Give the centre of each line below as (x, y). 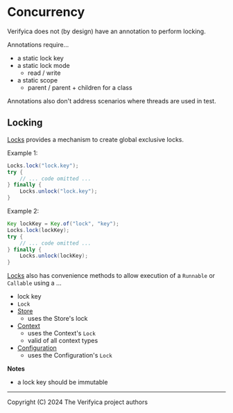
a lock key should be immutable (62, 383)
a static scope (37, 80)
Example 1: (23, 152)
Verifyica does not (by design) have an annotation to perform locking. (106, 31)
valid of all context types (63, 341)
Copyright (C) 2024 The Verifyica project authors (77, 402)
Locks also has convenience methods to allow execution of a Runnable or (111, 276)
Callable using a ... (34, 283)
